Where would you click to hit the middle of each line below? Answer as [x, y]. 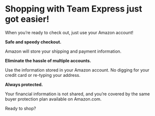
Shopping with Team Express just [74, 9]
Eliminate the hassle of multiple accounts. [48, 60]
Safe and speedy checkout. [33, 42]
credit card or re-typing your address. [43, 75]
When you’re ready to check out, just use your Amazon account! [69, 32]
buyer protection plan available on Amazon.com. [53, 99]
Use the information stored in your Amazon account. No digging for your [77, 70]
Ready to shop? [21, 108]
